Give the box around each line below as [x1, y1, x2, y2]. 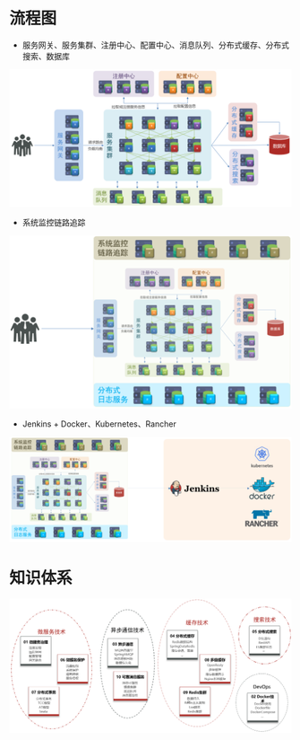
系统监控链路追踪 [21, 217, 86, 228]
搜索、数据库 [21, 50, 70, 61]
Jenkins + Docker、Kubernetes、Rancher [21, 418, 177, 429]
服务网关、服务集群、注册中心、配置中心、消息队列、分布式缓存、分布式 [21, 40, 289, 50]
